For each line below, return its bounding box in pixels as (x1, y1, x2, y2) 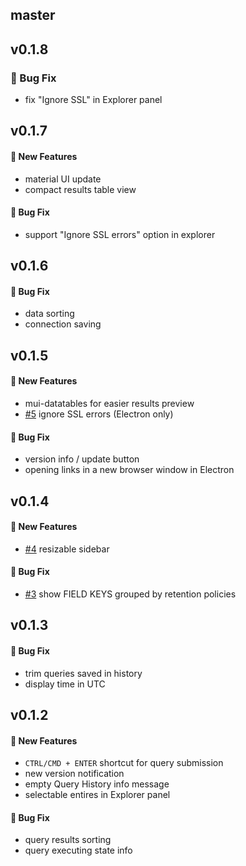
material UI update (24, 173, 102, 185)
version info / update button (24, 453, 140, 465)
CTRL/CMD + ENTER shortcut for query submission (24, 757, 224, 769)
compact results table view (24, 183, 137, 195)
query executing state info (24, 844, 133, 857)
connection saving (24, 318, 102, 330)
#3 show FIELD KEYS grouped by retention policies (24, 588, 237, 600)
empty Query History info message (24, 778, 170, 790)
